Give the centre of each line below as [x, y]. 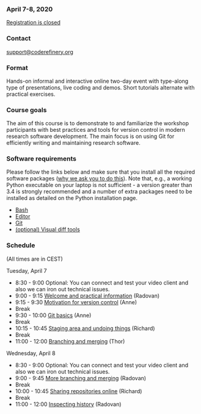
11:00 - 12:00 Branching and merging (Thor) [70, 341]
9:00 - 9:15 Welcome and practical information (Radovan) [87, 296]
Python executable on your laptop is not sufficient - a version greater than [99, 185]
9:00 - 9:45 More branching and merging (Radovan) [81, 378]
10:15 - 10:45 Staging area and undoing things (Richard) [85, 328]
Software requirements [42, 159]
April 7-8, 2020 [30, 9]
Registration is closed [34, 23]
